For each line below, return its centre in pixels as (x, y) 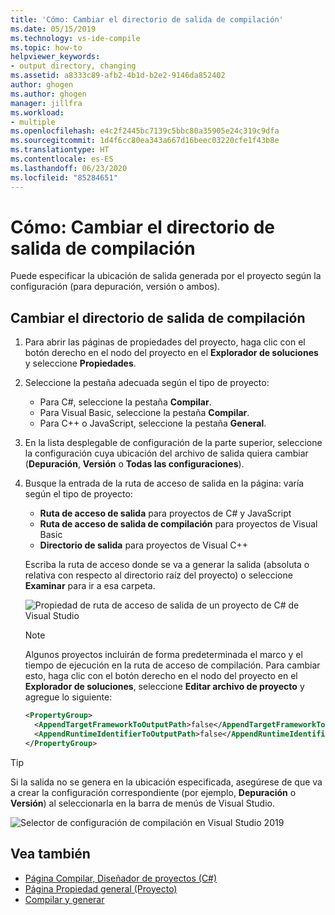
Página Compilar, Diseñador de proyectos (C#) (121, 878)
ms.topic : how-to (46, 47)
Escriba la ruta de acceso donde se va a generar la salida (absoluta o (167, 565)
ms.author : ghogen (48, 94)
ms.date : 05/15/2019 (53, 29)
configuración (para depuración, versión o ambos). (115, 287)
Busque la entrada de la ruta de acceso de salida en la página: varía (164, 483)
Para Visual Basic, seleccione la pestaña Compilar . (144, 413)
